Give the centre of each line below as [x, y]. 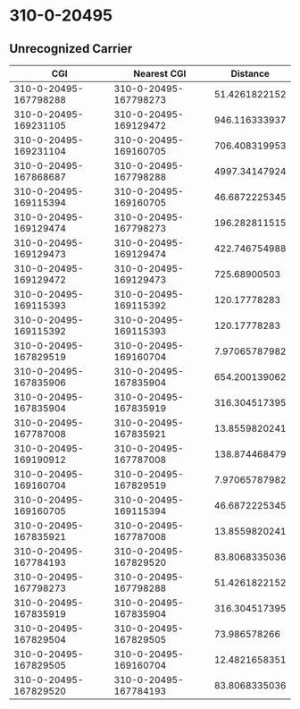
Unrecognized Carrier [71, 49]
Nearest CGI [160, 74]
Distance [250, 74]
